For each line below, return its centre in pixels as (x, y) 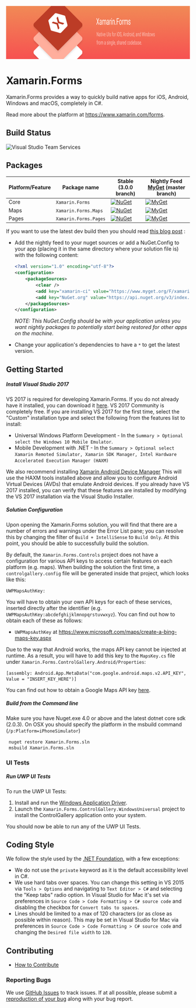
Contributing (30, 951)
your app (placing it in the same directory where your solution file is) (97, 249)
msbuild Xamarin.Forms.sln (41, 748)
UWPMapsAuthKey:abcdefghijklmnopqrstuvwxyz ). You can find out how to (91, 614)
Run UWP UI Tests (28, 776)
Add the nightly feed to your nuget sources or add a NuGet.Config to (97, 243)
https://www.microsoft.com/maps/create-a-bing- (118, 632)
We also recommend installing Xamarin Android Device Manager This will (94, 471)
